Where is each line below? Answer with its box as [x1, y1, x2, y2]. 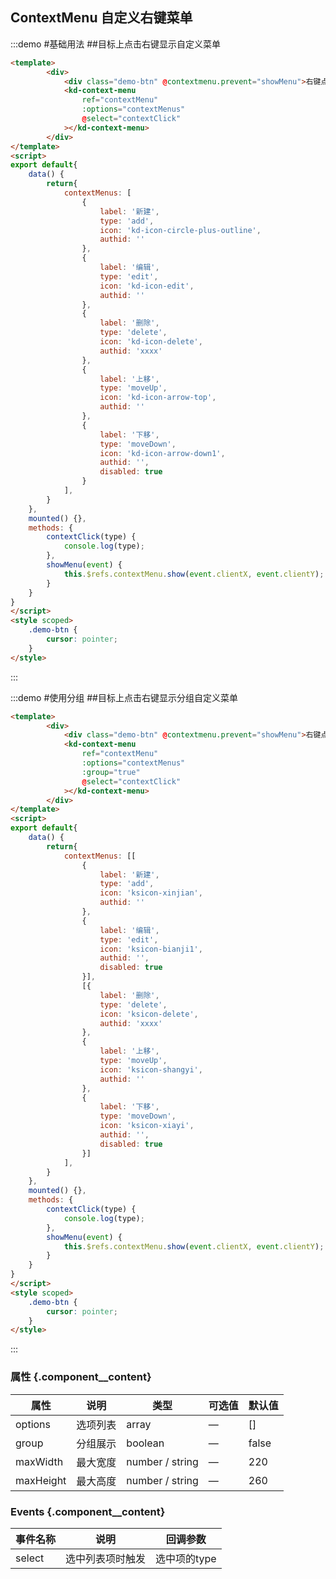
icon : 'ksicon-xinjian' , [99, 888, 203, 898]
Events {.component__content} [10, 1504, 166, 1518]
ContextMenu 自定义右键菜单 [10, 9, 193, 27]
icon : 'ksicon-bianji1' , [99, 944, 203, 954]
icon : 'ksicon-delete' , [99, 1009, 199, 1019]
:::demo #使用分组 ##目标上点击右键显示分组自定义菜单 [10, 691, 238, 703]
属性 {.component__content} [10, 1370, 152, 1384]
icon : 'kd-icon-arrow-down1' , [99, 448, 226, 458]
